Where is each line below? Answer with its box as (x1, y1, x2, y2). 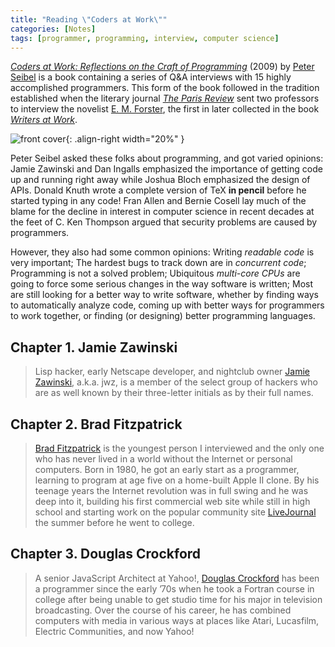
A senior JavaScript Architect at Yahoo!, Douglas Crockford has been (34, 572, 320, 584)
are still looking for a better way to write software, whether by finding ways (10, 289, 319, 301)
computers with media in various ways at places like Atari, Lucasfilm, (34, 614, 320, 626)
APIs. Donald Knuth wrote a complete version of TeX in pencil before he (10, 184, 307, 196)
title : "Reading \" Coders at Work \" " (10, 14, 168, 25)
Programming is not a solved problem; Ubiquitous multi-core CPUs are (10, 267, 301, 280)
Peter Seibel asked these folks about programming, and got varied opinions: (10, 152, 324, 165)
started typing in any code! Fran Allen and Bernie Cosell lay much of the (10, 195, 307, 207)
